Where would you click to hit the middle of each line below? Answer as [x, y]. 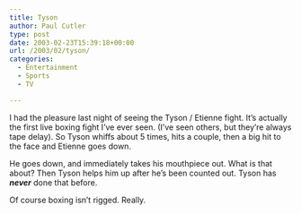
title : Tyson [34, 17]
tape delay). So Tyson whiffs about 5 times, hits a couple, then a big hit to [145, 136]
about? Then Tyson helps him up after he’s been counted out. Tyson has [143, 173]
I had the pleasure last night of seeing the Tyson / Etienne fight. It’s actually [148, 117]
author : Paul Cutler [48, 26]
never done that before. [53, 182]
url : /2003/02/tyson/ [50, 51]
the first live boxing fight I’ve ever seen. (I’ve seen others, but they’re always [150, 127]
